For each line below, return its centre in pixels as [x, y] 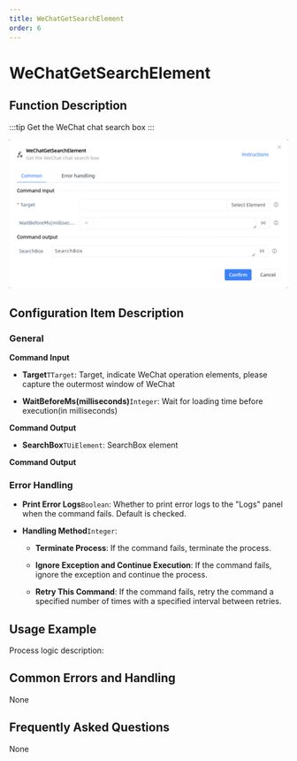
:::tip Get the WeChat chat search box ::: [82, 127]
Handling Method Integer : [69, 531]
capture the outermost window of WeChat [98, 384]
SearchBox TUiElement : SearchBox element [100, 445]
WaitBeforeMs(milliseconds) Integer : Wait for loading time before [142, 401]
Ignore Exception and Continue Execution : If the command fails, [153, 565]
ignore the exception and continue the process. [121, 575]
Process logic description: [57, 650]
